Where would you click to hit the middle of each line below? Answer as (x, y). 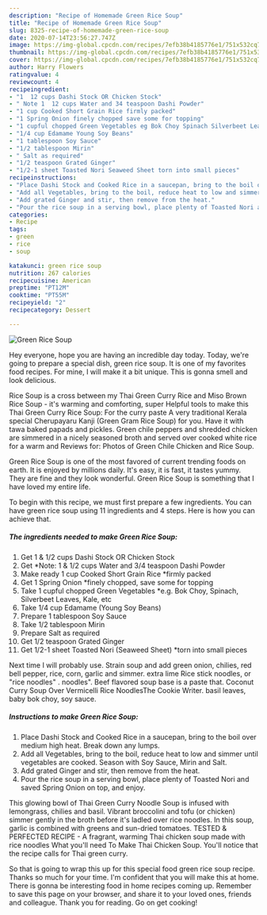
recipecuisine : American (50, 281)
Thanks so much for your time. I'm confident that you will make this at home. (134, 877)
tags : (18, 230)
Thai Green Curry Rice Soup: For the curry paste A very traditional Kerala (128, 412)
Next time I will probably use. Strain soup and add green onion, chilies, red (130, 665)
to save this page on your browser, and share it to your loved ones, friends (130, 894)
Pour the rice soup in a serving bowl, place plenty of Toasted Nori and (135, 779)
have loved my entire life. (50, 486)
